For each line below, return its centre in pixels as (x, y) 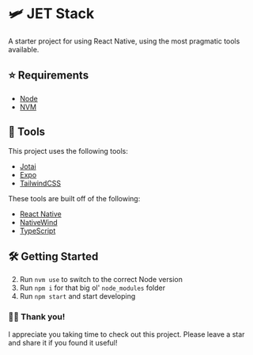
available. (24, 49)
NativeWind (38, 222)
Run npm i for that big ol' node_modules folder (93, 288)
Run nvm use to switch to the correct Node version (101, 280)
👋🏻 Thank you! (37, 317)
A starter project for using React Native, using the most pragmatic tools (124, 41)
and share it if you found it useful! (63, 342)
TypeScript (38, 231)
